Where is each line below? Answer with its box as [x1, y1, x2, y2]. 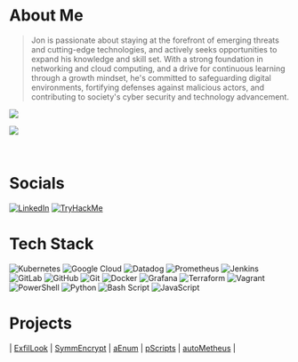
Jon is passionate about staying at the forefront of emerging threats [30, 35, 280, 45]
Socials [9, 173, 65, 194]
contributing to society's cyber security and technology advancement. [30, 91, 289, 102]
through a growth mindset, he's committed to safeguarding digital [30, 72, 271, 83]
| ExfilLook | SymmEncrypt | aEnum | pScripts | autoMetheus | [9, 342, 236, 353]
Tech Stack [9, 234, 94, 254]
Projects [9, 313, 73, 334]
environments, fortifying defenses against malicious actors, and [30, 82, 265, 93]
